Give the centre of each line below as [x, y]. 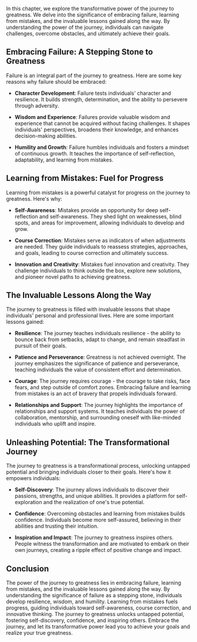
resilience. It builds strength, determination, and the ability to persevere [101, 99]
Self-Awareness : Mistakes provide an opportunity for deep [86, 210]
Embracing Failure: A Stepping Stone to [80, 52]
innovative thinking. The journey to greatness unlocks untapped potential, [95, 614]
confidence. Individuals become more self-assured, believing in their [98, 520]
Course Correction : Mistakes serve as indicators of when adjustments [100, 240]
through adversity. [37, 105]
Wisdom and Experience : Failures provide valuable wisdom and [92, 117]
